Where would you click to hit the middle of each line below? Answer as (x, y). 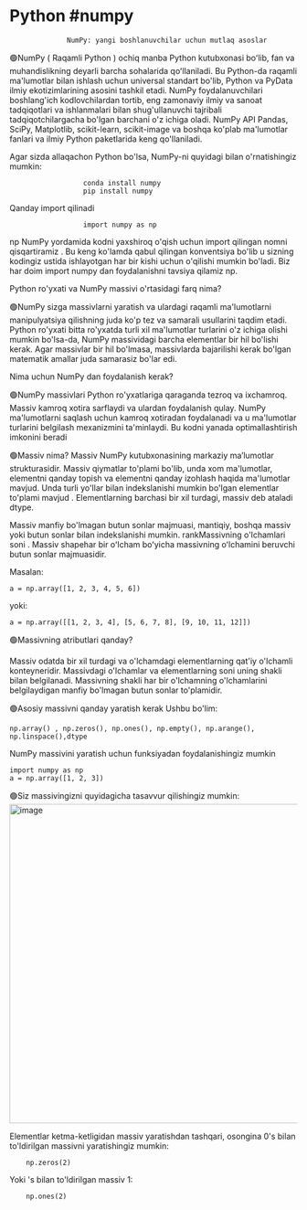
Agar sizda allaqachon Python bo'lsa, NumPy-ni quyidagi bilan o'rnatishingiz (153, 156)
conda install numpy (122, 183)
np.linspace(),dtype (49, 737)
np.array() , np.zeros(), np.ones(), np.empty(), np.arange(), (132, 728)
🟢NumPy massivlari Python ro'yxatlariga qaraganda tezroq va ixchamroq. (148, 395)
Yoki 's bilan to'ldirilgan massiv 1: (71, 1179)
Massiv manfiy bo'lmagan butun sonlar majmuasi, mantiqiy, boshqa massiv (150, 525)
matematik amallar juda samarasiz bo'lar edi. (93, 358)
